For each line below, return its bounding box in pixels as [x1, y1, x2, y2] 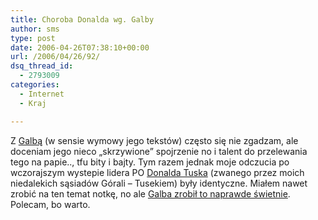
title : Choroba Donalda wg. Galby [10, 14, 155, 25]
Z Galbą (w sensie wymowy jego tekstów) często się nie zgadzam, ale [10, 134, 299, 146]
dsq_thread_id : [10, 61, 74, 71]
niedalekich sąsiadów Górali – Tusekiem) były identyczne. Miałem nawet [10, 177, 308, 189]
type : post [10, 33, 56, 43]
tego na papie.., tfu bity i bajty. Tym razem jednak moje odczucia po [10, 156, 290, 168]
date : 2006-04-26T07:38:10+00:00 [10, 42, 150, 53]
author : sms [10, 24, 60, 34]
